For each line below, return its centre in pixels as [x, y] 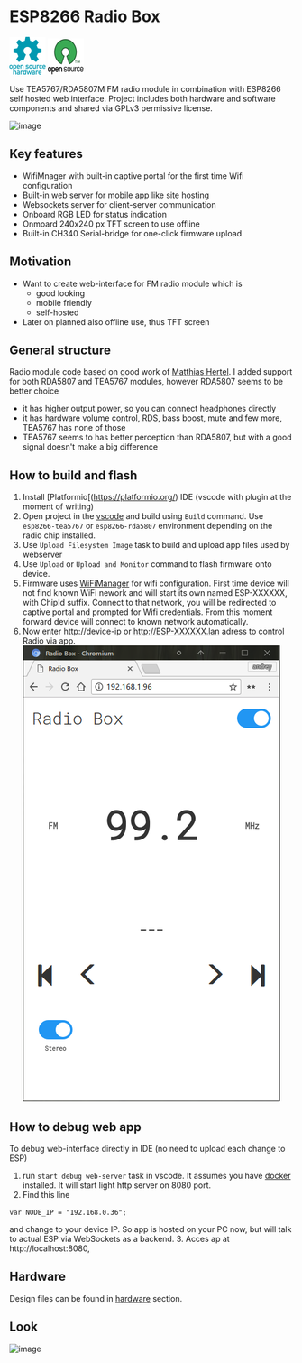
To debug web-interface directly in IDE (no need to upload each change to [147, 1149]
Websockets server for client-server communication [119, 204]
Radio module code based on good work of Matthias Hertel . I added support [151, 372]
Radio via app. [49, 641]
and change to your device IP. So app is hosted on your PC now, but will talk [151, 1229]
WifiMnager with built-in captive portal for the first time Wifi [133, 176]
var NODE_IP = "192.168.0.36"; [68, 1212]
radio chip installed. [59, 535]
